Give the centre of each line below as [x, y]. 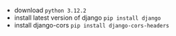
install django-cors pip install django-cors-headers [92, 25]
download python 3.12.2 [50, 10]
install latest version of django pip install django [87, 18]
